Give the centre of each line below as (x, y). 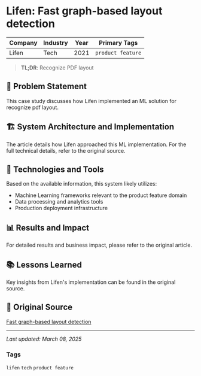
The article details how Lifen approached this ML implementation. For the (96, 144)
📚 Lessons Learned (44, 265)
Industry (56, 43)
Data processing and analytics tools (59, 202)
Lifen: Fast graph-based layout (84, 11)
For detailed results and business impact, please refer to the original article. (99, 245)
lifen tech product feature (40, 368)
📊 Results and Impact (48, 228)
